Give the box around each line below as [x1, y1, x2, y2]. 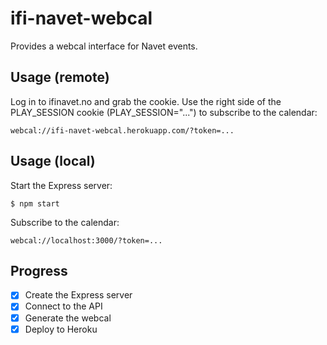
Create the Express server [24, 289, 133, 301]
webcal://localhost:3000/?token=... [10, 235, 163, 246]
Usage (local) [10, 153, 96, 170]
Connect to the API [24, 300, 103, 312]
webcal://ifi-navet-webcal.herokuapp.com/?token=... [10, 125, 235, 136]
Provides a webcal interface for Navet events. [10, 40, 198, 52]
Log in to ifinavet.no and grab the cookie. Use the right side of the [10, 95, 282, 107]
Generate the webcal [24, 312, 112, 324]
